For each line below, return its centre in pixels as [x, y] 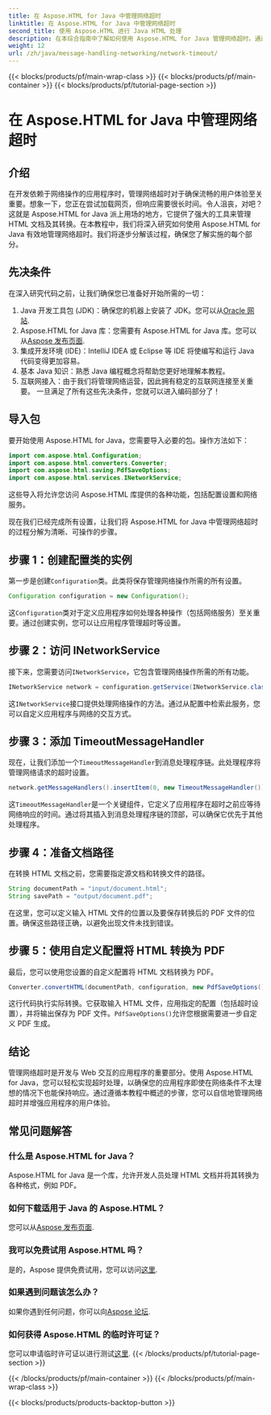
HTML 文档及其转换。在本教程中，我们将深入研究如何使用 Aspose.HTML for [134, 224]
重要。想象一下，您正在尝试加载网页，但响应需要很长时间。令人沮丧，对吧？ [135, 204]
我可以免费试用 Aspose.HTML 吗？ [76, 1250]
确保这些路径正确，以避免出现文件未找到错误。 [100, 923]
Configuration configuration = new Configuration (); [99, 596]
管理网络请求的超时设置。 [51, 772]
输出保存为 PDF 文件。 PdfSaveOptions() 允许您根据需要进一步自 [145, 1014]
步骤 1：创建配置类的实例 [71, 560]
